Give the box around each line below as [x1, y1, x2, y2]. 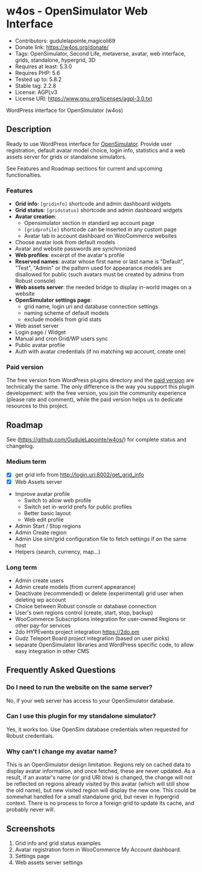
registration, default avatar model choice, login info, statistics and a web [6, 146, 186, 154]
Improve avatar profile [14, 490, 71, 497]
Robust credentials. [6, 732, 54, 739]
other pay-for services [14, 622, 71, 629]
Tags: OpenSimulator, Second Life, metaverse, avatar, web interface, [14, 50, 186, 57]
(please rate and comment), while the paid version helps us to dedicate [6, 396, 183, 403]
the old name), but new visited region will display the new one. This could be [6, 787, 197, 794]
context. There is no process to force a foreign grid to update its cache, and [6, 799, 195, 807]
